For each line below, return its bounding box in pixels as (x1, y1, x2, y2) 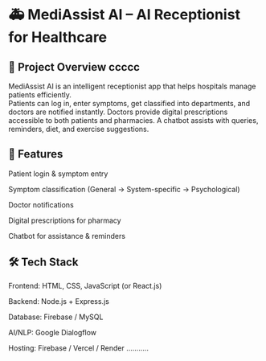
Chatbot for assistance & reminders (8, 231, 126, 240)
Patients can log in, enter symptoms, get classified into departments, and (8, 99, 251, 108)
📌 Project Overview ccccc (8, 60, 141, 74)
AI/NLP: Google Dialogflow (8, 327, 97, 337)
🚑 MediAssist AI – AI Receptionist (8, 6, 241, 24)
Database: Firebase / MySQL (8, 312, 104, 322)
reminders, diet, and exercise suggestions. (8, 125, 149, 133)
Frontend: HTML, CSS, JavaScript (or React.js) (8, 281, 162, 290)
